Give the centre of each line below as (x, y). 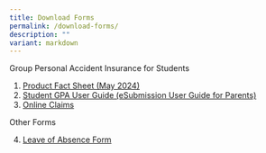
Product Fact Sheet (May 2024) (81, 85)
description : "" (40, 34)
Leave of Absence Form (67, 139)
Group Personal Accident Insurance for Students (100, 68)
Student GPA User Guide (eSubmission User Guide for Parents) (139, 95)
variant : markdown (44, 43)
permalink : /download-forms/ (64, 26)
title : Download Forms (52, 18)
